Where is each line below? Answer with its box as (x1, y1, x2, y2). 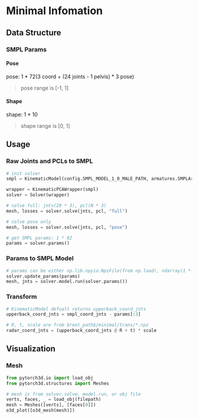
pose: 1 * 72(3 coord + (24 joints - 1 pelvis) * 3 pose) (6, 72, 134, 80)
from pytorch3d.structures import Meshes (6, 380, 110, 387)
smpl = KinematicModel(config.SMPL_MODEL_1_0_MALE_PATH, (6, 176, 149, 182)
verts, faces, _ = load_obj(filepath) (6, 397, 101, 402)
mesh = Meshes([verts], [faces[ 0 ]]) (6, 402, 96, 408)
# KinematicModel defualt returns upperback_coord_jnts (6, 306, 146, 312)
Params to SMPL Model (6, 255, 74, 263)
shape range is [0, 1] (20, 122, 71, 129)
